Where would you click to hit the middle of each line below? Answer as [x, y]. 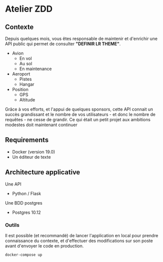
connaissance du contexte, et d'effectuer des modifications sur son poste [79, 241]
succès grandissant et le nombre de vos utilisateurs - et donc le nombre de [80, 114]
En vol [26, 58]
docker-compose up [24, 255]
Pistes [26, 79]
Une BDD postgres [24, 203]
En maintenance [36, 69]
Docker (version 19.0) [34, 151]
